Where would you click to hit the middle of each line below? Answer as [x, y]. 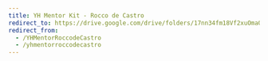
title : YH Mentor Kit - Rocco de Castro [77, 15]
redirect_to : [30, 23]
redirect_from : [33, 30]
